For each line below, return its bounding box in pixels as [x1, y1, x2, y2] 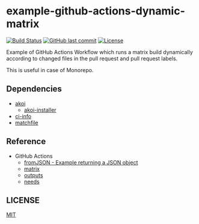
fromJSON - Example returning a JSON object [23, 159, 138, 166]
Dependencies [6, 84, 62, 94]
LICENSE [6, 195, 40, 205]
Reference [6, 136, 46, 147]
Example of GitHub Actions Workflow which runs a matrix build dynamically [6, 48, 194, 55]
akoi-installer [23, 106, 57, 114]
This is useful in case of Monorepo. [6, 66, 94, 73]
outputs [23, 171, 43, 178]
